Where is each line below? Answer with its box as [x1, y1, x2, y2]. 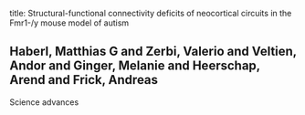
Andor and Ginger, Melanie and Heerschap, [9, 58, 260, 74]
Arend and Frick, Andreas [9, 72, 158, 88]
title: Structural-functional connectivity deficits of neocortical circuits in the [9, 8, 292, 18]
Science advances [9, 96, 79, 108]
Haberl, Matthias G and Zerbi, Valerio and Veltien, [9, 44, 297, 59]
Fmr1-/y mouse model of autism [9, 17, 130, 28]
